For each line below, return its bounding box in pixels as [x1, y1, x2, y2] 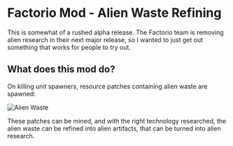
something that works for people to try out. [7, 43, 132, 51]
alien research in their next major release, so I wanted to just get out [7, 35, 204, 44]
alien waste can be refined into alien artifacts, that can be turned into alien [7, 124, 222, 133]
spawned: [7, 89, 36, 98]
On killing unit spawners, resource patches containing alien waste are [7, 82, 208, 91]
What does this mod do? [7, 63, 115, 75]
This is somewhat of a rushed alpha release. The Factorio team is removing [7, 28, 224, 36]
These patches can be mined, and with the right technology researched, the [7, 117, 227, 125]
